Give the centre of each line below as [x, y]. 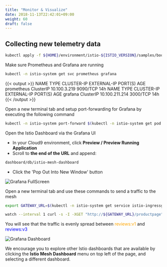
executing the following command [40, 114]
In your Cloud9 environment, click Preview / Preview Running [76, 142]
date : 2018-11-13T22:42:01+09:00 [40, 14]
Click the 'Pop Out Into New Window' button [57, 172]
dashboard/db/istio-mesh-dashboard [42, 162]
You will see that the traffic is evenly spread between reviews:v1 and [75, 224]
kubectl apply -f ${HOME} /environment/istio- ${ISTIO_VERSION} [71, 55]
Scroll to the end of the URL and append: [54, 153]
